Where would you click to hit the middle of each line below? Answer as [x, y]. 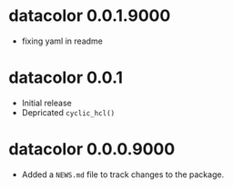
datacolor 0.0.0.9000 [92, 149]
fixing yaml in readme [62, 41]
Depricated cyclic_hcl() [68, 112]
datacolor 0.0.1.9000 [90, 16]
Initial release [46, 103]
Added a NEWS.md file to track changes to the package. [123, 174]
